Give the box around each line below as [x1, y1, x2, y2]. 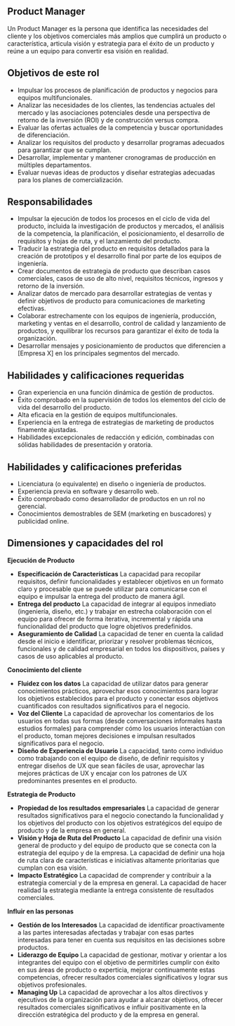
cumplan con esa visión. [17, 863, 88, 872]
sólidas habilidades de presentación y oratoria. [17, 441, 153, 449]
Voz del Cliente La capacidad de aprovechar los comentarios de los [17, 709, 214, 717]
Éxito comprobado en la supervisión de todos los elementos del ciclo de [17, 395, 226, 404]
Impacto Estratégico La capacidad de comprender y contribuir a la [17, 870, 212, 879]
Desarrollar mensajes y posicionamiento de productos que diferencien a [17, 341, 226, 350]
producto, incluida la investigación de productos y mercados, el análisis [17, 222, 224, 231]
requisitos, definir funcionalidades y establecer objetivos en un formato [17, 577, 224, 585]
